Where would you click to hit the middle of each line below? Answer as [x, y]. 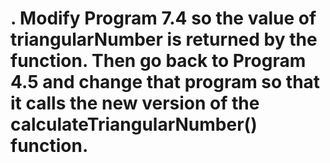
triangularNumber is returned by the [164, 39]
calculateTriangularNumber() [134, 124]
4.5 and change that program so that [165, 82]
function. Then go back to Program [158, 61]
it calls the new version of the [135, 103]
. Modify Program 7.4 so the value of [163, 18]
